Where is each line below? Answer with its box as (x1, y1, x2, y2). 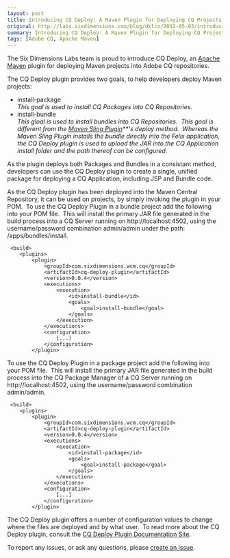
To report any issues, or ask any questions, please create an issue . (7, 544, 195, 552)
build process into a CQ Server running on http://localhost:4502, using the (7, 217, 217, 225)
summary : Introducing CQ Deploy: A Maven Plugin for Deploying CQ (7, 29, 201, 36)
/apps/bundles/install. (7, 231, 68, 240)
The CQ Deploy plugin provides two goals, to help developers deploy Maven (7, 75, 222, 83)
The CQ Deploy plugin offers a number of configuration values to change (7, 515, 214, 524)
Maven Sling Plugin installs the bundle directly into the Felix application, (16, 132, 220, 141)
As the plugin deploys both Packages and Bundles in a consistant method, (7, 160, 217, 168)
